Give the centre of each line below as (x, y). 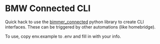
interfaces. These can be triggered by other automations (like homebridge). (80, 27)
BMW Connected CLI (48, 8)
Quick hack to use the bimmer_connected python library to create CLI (74, 22)
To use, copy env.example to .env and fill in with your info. (63, 36)
